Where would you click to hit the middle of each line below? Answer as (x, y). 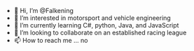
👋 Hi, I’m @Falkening (43, 11)
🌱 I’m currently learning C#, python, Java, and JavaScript (96, 25)
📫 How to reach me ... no (51, 40)
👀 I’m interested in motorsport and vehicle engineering (92, 18)
